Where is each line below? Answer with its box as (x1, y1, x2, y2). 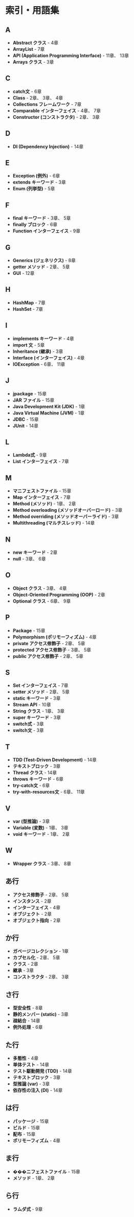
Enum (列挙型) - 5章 (12, 186, 55, 192)
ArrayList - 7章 (12, 46, 45, 52)
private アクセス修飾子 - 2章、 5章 (12, 640, 85, 646)
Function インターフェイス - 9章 (12, 228, 81, 234)
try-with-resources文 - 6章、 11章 (12, 789, 85, 795)
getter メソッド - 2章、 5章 (12, 264, 70, 270)
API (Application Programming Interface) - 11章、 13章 (12, 52, 129, 58)
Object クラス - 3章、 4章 (12, 585, 67, 591)
